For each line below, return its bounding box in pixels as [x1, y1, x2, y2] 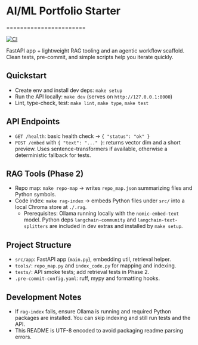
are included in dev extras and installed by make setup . [49, 223, 183, 230]
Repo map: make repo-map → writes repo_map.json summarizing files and [14, 184, 193, 192]
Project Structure [6, 240, 72, 250]
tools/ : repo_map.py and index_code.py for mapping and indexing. [14, 262, 177, 269]
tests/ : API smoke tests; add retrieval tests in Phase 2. [14, 269, 150, 276]
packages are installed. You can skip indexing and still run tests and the [14, 315, 191, 321]
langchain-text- [137, 217, 178, 223]
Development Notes [6, 292, 82, 302]
